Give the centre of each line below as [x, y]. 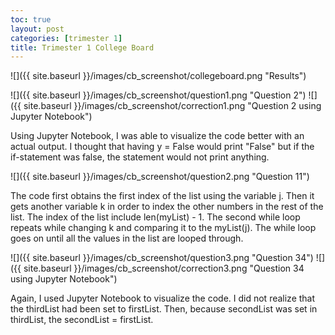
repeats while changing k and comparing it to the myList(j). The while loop [163, 228]
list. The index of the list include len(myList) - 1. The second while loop [155, 217]
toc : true [31, 19]
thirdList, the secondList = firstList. [82, 320]
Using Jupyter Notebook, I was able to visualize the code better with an [157, 136]
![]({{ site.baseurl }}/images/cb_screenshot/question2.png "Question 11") [160, 177]
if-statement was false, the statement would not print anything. [140, 157]
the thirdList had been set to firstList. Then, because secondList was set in [164, 309]
